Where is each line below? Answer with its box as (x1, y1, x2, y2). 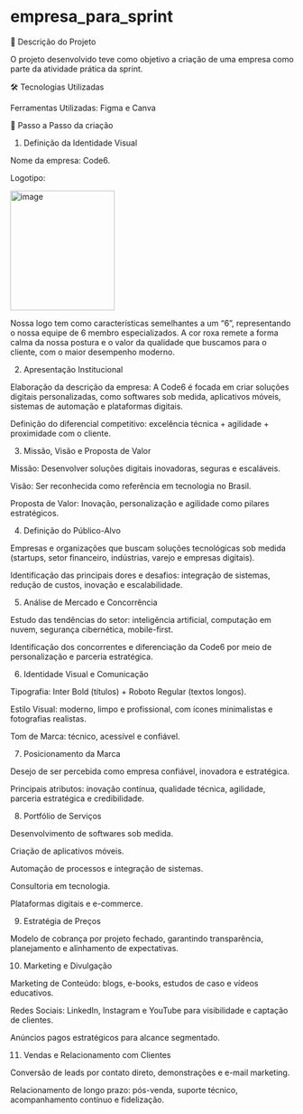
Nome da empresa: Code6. (10, 155, 111, 165)
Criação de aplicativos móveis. (10, 845, 124, 856)
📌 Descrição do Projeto (10, 36, 96, 47)
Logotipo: (10, 172, 46, 183)
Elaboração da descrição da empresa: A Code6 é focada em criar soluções (10, 382, 289, 392)
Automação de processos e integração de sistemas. (10, 863, 204, 873)
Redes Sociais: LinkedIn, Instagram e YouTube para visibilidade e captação (10, 1005, 289, 1015)
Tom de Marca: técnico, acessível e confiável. (10, 731, 180, 741)
